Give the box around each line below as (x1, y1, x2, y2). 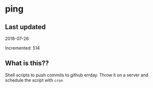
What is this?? (5, 59, 49, 68)
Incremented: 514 (5, 45, 40, 51)
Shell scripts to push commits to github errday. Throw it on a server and (5, 72, 149, 78)
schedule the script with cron (5, 77, 63, 83)
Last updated (5, 23, 46, 31)
